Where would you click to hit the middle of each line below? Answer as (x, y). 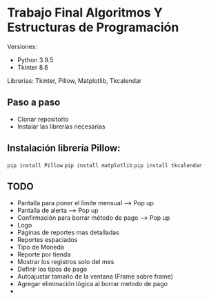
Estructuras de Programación (93, 27)
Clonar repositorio (43, 119)
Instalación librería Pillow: (64, 148)
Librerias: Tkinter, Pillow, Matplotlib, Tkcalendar (74, 80)
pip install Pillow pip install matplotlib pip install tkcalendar (104, 165)
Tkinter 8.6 (32, 67)
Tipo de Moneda (40, 247)
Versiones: (22, 46)
